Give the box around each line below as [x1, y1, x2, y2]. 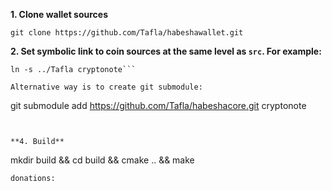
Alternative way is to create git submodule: [10, 82, 203, 92]
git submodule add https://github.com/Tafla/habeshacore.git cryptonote [10, 100, 307, 111]
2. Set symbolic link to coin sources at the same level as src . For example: [10, 45, 322, 57]
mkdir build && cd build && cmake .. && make [10, 154, 195, 166]
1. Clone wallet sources [10, 9, 108, 20]
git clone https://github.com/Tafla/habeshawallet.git [10, 28, 244, 38]
